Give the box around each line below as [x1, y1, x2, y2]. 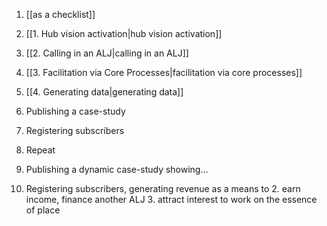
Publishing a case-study [25, 105, 126, 117]
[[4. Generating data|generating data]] [25, 86, 184, 98]
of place [25, 204, 61, 216]
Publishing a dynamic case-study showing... [25, 164, 209, 175]
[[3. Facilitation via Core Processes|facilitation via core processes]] [25, 67, 303, 78]
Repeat [25, 144, 56, 156]
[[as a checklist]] [25, 9, 96, 20]
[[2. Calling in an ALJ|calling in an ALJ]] [25, 47, 189, 59]
